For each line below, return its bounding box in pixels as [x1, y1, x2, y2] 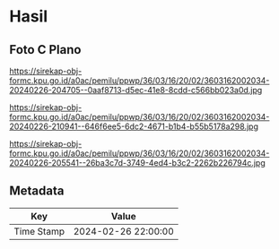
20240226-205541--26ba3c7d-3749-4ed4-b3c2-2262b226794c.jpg [9, 158, 266, 167]
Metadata [9, 184, 65, 199]
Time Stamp [13, 225, 65, 237]
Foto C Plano [9, 42, 82, 57]
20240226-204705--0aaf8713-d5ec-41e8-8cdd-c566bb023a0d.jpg [9, 85, 263, 95]
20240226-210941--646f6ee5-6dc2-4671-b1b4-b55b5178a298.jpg [9, 121, 258, 132]
